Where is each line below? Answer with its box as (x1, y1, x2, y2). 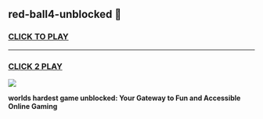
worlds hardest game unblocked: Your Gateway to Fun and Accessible (8, 93, 241, 103)
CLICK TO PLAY (8, 31, 69, 42)
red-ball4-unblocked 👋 (8, 8, 122, 21)
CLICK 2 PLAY (8, 60, 63, 71)
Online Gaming (8, 101, 58, 110)
